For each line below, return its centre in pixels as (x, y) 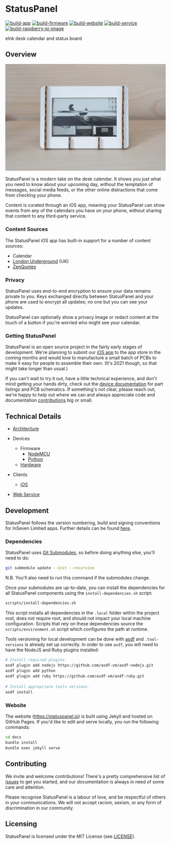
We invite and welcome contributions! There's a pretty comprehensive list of (85, 776)
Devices (21, 439)
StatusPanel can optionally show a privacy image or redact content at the (82, 317)
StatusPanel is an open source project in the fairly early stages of (74, 347)
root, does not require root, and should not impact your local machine (78, 618)
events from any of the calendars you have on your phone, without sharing (83, 210)
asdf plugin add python (31, 671)
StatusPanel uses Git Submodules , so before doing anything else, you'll (80, 553)
